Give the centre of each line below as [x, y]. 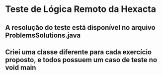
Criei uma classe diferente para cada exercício [79, 52]
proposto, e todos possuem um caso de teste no [81, 60]
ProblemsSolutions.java [43, 35]
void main [21, 67]
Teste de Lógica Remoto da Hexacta [81, 9]
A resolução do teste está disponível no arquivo [80, 28]
